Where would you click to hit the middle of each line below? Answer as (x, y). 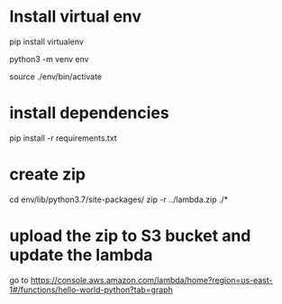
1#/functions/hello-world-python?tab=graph (91, 290)
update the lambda (81, 255)
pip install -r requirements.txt (63, 138)
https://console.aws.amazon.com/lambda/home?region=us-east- (151, 280)
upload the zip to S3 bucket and (130, 235)
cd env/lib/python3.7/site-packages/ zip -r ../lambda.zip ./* (119, 199)
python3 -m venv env (49, 59)
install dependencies (89, 113)
